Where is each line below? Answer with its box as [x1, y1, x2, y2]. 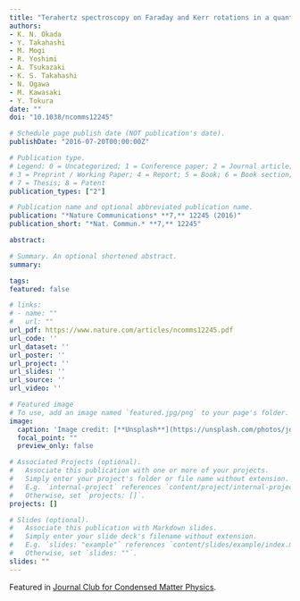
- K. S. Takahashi [9, 72, 78, 80]
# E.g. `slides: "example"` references [9, 540, 166, 550]
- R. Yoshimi [9, 55, 58, 63]
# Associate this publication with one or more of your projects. [9, 466, 270, 475]
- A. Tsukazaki [9, 63, 66, 72]
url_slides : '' [9, 368, 66, 377]
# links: [9, 300, 42, 309]
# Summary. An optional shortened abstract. [9, 251, 178, 260]
